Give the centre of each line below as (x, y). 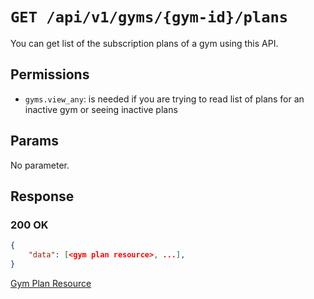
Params (34, 141)
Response (42, 196)
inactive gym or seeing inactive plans (101, 109)
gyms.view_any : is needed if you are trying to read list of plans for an (164, 99)
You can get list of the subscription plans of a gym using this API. (144, 43)
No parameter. (40, 165)
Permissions (50, 74)
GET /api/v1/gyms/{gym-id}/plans (149, 17)
